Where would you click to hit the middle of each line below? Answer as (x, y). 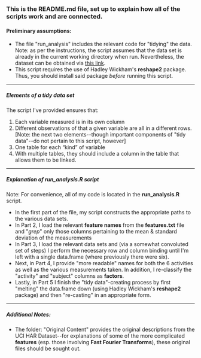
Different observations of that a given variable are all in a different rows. (103, 128)
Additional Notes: (28, 314)
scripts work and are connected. (54, 16)
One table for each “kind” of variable (60, 147)
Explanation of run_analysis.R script (53, 179)
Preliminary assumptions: (39, 31)
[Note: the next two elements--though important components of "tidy (100, 135)
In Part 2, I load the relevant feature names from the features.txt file (99, 225)
